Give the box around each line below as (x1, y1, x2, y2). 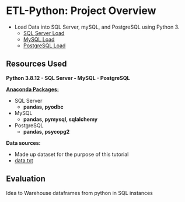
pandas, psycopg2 (23, 128, 70, 135)
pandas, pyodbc (23, 103, 64, 110)
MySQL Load (23, 36, 55, 43)
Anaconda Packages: (6, 86, 60, 93)
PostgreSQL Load (23, 42, 66, 49)
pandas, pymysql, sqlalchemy (23, 116, 98, 123)
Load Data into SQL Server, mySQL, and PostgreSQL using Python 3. (14, 23, 180, 30)
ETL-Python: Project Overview (6, 4, 156, 18)
